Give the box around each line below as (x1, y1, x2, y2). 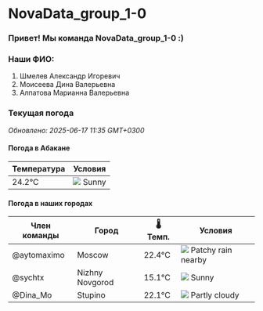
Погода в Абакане (8, 143, 70, 153)
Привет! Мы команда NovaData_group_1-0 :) (8, 33, 184, 44)
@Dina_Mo (12, 290, 52, 301)
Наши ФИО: (8, 54, 55, 65)
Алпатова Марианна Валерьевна (19, 88, 130, 98)
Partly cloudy (190, 290, 240, 301)
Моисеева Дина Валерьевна (19, 80, 116, 89)
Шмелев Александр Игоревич (19, 71, 121, 81)
